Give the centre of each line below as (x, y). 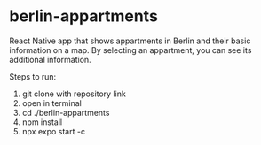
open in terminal (52, 103)
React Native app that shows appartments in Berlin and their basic (130, 41)
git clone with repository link (74, 94)
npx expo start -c (54, 131)
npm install (42, 122)
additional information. (50, 59)
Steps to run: (33, 76)
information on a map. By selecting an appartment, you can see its (130, 50)
